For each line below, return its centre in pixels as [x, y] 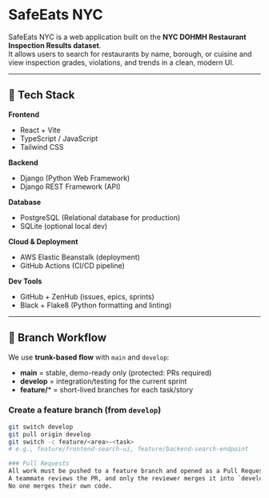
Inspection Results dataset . [55, 45]
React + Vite [40, 130]
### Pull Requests [39, 464]
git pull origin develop [50, 434]
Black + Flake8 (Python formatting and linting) [96, 305]
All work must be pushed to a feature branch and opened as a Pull [123, 471]
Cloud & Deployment [43, 241]
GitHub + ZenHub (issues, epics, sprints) [87, 296]
